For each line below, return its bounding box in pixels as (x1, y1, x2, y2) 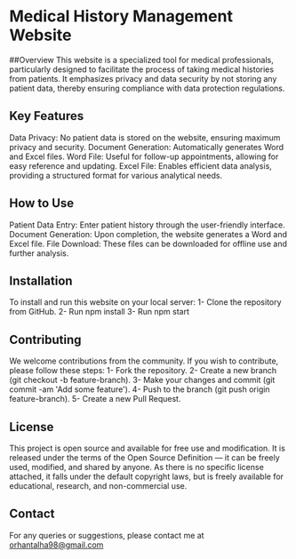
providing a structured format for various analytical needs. (9, 170, 223, 180)
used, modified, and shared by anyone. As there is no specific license (9, 462, 264, 472)
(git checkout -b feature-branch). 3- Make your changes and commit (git (9, 375, 276, 386)
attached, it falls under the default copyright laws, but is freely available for (9, 471, 284, 482)
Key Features (9, 108, 84, 124)
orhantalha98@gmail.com (9, 539, 104, 550)
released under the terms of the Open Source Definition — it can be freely (9, 452, 280, 463)
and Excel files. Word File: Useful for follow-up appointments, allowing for (9, 151, 279, 162)
